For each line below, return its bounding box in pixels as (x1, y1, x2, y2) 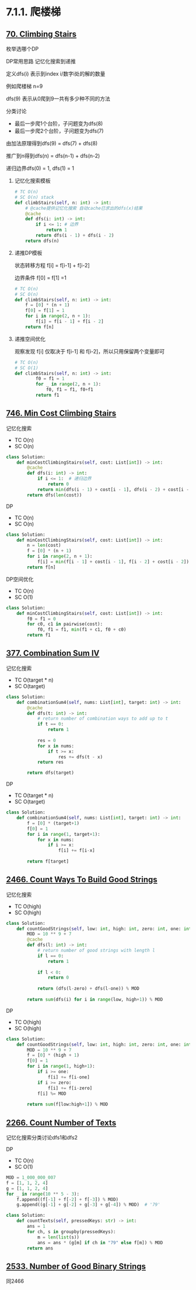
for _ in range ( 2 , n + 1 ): (36, 382, 101, 387)
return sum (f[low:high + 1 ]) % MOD (27, 1101, 108, 1108)
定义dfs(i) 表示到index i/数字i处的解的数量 (6, 70, 106, 77)
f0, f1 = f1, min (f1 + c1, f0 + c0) (37, 627, 127, 633)
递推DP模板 (14, 249, 43, 256)
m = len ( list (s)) (37, 1234, 80, 1240)
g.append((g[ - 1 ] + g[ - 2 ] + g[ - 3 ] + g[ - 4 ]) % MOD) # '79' (16, 1202, 160, 1208)
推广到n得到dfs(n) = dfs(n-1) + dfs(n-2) (6, 152, 100, 159)
